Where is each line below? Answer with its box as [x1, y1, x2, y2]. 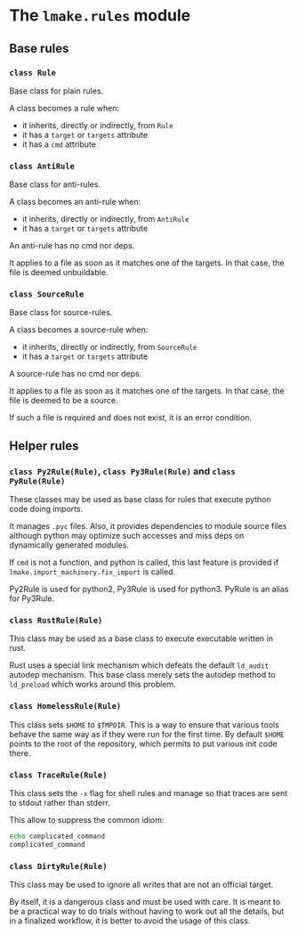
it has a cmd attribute [21, 139, 96, 150]
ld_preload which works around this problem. [9, 679, 176, 690]
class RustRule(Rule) [9, 615, 103, 626]
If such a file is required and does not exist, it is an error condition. [9, 412, 252, 423]
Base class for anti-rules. [9, 179, 101, 190]
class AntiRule [9, 161, 76, 171]
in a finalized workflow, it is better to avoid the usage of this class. [9, 915, 251, 926]
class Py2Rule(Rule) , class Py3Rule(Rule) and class [9, 465, 236, 477]
